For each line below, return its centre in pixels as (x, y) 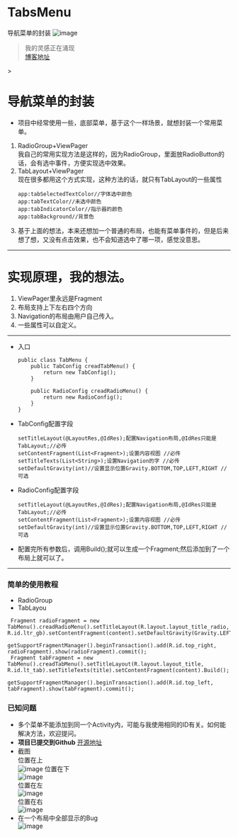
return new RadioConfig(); (83, 397)
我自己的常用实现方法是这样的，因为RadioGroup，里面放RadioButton (118, 154)
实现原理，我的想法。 (70, 278)
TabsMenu (39, 12)
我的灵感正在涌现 (50, 47)
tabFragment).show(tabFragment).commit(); (71, 689)
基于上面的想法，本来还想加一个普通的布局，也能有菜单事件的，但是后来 (123, 230)
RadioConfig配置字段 (48, 490)
